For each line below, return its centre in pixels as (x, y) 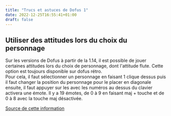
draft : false (19, 19)
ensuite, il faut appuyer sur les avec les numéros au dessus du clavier (79, 88)
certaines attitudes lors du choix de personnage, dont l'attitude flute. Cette (84, 66)
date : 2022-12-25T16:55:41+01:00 (41, 15)
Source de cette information (35, 108)
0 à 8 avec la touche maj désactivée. (44, 99)
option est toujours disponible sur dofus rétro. (54, 72)
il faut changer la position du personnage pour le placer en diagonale (78, 82)
